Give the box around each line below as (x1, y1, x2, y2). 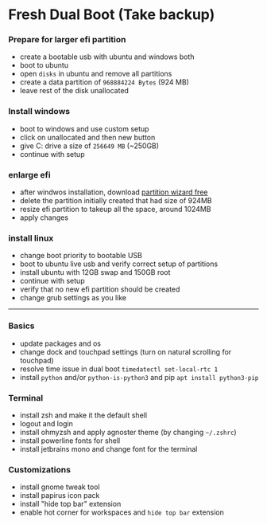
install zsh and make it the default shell (19, 410, 148, 420)
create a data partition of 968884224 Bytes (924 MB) (19, 77, 189, 87)
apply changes (19, 213, 69, 222)
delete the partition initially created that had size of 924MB (19, 196, 212, 206)
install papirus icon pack (19, 491, 100, 500)
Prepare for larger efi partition (8, 34, 126, 45)
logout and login (19, 418, 74, 428)
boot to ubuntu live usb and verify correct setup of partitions (19, 259, 219, 268)
